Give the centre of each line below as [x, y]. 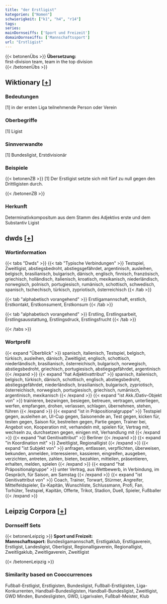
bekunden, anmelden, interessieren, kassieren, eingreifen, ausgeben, [76, 453]
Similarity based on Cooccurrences [49, 575]
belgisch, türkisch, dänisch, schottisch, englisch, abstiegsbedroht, [73, 379]
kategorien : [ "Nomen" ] [29, 14]
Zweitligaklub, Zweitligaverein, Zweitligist [47, 552]
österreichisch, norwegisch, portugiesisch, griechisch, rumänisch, [73, 390]
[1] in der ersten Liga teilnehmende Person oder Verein [61, 107]
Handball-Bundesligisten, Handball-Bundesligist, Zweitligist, [97, 591]
